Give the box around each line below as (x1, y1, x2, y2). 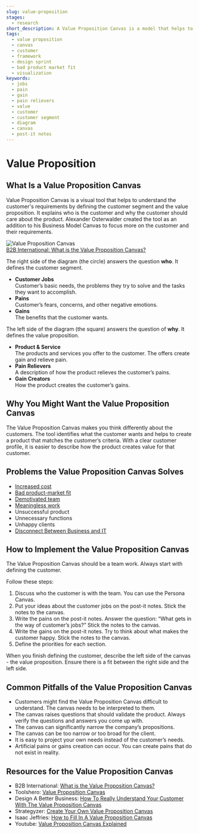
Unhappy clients (14, 521, 55, 528)
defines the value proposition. (6, 331, 79, 338)
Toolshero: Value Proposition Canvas (14, 788, 105, 795)
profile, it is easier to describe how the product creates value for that (6, 443, 175, 450)
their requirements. (6, 228, 53, 235)
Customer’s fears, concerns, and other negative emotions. (14, 301, 158, 308)
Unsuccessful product (14, 508, 70, 515)
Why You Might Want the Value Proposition (6, 399, 170, 409)
